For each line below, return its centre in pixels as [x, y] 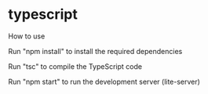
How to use [27, 36]
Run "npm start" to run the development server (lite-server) [104, 81]
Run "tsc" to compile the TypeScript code [75, 66]
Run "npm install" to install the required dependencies [95, 51]
